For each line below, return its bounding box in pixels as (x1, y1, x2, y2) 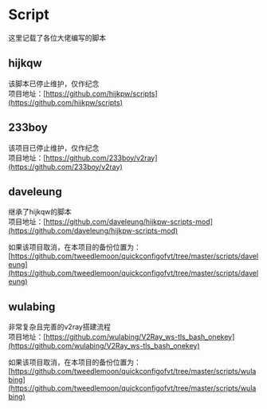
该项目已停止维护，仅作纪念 (8, 143, 100, 152)
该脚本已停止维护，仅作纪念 (8, 78, 100, 88)
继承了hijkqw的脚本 (8, 207, 72, 217)
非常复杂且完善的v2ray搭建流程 (8, 322, 112, 332)
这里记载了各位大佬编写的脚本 (8, 33, 106, 42)
